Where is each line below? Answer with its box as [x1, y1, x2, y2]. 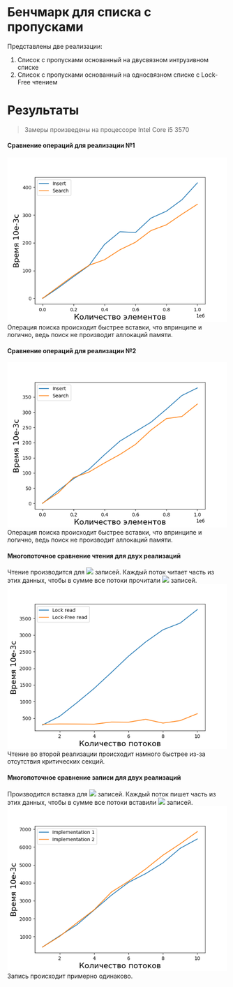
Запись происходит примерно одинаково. [7, 972, 133, 980]
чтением [31, 77, 58, 86]
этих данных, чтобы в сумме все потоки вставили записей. [7, 798, 193, 806]
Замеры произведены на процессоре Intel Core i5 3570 [24, 125, 190, 133]
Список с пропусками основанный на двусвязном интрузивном [17, 55, 209, 64]
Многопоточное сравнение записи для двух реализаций [7, 773, 181, 782]
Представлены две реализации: [7, 42, 103, 50]
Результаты [7, 103, 80, 119]
